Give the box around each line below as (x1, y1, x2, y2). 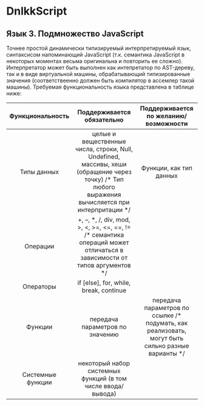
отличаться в (84, 246, 124, 254)
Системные (22, 371, 56, 379)
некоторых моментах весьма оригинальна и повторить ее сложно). (6, 58, 183, 64)
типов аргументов (76, 261, 132, 269)
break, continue (81, 286, 126, 294)
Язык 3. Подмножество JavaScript (6, 29, 144, 39)
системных (87, 366, 121, 375)
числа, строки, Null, (75, 145, 133, 153)
